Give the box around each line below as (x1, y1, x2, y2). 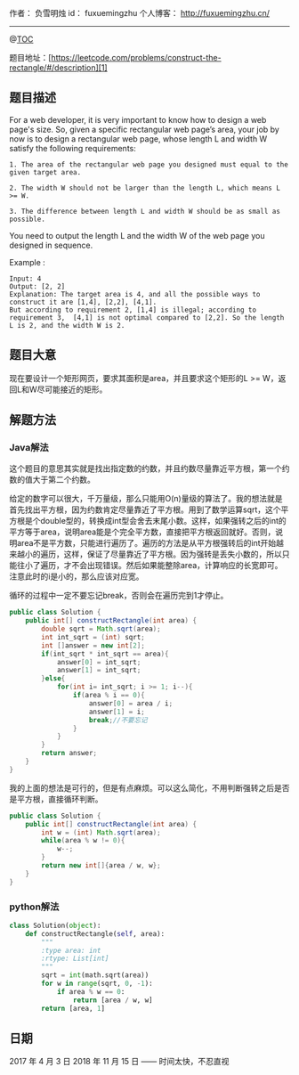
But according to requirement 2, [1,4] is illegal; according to (9, 305, 256, 314)
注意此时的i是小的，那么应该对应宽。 (9, 571, 144, 582)
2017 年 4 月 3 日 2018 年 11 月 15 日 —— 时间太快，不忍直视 (9, 1056, 230, 1067)
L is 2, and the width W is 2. (9, 321, 125, 330)
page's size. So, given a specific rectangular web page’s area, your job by (9, 124, 280, 134)
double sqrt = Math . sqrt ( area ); (41, 624, 162, 634)
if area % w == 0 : (56, 987, 125, 996)
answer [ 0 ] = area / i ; (88, 698, 174, 708)
